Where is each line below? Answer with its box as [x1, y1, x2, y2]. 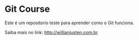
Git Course [4, 3, 50, 15]
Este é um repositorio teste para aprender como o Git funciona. [4, 20, 135, 26]
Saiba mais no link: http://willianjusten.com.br [4, 29, 98, 35]
